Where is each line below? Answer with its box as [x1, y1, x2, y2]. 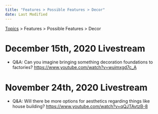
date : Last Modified [5, 12, 48, 17]
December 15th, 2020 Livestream [5, 43, 145, 54]
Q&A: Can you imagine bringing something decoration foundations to [12, 59, 153, 65]
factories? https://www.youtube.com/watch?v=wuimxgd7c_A [12, 64, 137, 70]
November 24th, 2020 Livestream [5, 82, 148, 93]
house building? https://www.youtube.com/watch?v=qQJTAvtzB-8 [12, 104, 148, 110]
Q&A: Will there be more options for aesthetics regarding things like [12, 98, 150, 104]
